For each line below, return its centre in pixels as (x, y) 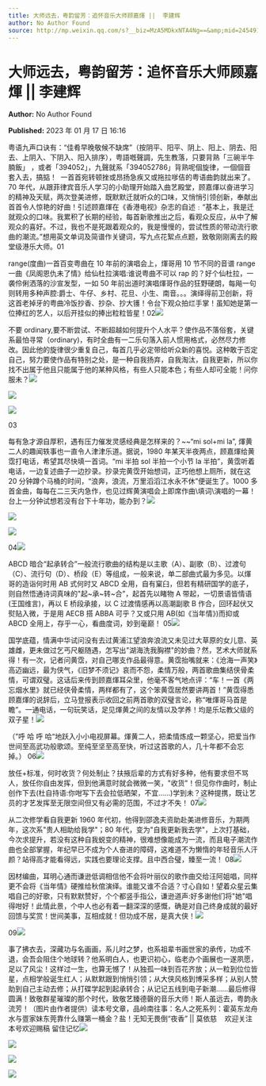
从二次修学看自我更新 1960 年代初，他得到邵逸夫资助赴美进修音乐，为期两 (129, 820)
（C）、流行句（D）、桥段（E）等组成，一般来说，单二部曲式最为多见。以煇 (130, 574)
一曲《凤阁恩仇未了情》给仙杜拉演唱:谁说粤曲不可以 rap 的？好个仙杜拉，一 (131, 274)
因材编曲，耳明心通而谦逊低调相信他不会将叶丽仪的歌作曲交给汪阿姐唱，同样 (133, 877)
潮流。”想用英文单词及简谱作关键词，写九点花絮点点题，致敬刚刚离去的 (136, 237)
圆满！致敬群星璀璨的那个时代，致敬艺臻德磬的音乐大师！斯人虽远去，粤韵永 (133, 999)
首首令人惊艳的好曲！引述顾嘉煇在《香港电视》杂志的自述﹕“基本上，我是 (128, 207)
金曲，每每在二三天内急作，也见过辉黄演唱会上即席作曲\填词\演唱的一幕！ (135, 491)
